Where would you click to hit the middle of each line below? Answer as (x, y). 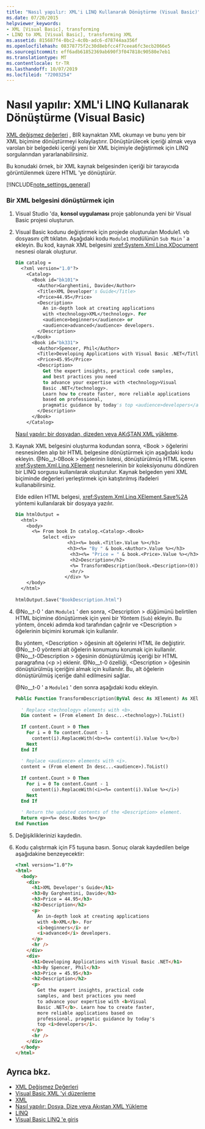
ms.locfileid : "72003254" (39, 75)
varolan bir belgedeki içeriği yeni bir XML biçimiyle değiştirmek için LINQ (98, 148)
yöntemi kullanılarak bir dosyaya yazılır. (64, 503)
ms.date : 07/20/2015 (33, 18)
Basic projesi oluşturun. (45, 220)
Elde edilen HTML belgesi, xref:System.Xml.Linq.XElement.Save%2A (101, 497)
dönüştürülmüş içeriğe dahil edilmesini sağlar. (73, 675)
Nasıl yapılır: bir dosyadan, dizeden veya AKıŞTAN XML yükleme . (97, 434)
